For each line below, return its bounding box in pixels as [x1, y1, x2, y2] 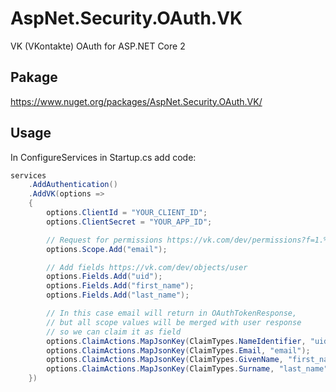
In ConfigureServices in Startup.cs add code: [10, 151, 197, 163]
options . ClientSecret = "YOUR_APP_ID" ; [46, 217, 213, 227]
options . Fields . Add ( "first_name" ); [46, 281, 195, 291]
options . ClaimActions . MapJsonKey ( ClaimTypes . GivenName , [46, 355, 284, 365]
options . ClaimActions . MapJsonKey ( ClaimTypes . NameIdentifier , [46, 336, 307, 346]
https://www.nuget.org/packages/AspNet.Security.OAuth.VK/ [10, 95, 263, 107]
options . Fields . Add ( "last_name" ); [46, 290, 190, 301]
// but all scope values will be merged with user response [46, 317, 302, 327]
